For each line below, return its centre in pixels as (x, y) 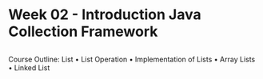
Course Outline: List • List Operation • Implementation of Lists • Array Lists (132, 59)
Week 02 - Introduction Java (105, 15)
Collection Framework (83, 32)
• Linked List (29, 67)
